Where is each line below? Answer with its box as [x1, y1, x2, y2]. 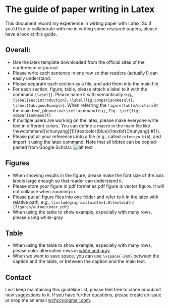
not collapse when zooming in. [12, 188, 77, 194]
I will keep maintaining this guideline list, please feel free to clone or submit [5, 287, 161, 293]
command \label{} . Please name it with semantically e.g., [12, 91, 134, 97]
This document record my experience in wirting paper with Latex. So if [5, 20, 152, 26]
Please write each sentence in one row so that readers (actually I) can [12, 70, 158, 76]
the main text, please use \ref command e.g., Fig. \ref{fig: [12, 107, 140, 113]
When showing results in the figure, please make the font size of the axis [12, 172, 164, 178]
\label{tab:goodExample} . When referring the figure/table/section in [12, 102, 158, 108]
